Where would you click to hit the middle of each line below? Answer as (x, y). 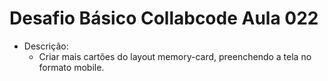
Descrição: (46, 46)
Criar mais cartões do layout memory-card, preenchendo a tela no (175, 56)
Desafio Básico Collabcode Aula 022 (164, 18)
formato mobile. (71, 67)
